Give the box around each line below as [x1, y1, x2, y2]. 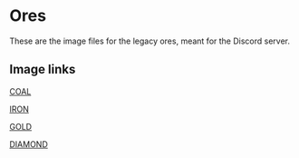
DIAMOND [9, 138, 48, 150]
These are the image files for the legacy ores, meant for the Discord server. [9, 35, 290, 46]
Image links [9, 62, 76, 77]
